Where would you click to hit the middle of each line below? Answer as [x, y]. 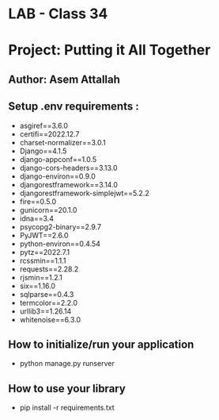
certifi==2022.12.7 [49, 134]
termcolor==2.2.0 [48, 302]
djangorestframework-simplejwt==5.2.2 [84, 193]
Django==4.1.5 [43, 151]
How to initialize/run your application [101, 344]
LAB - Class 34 [58, 14]
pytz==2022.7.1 [44, 252]
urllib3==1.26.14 [45, 311]
